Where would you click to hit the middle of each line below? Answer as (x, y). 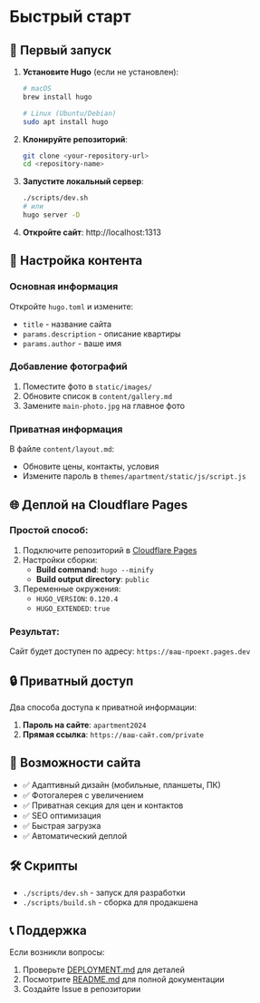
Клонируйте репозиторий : (75, 139)
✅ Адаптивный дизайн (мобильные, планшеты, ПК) (122, 784)
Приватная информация (66, 429)
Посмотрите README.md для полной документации (123, 979)
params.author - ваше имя (72, 343)
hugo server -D (51, 215)
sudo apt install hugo (65, 122)
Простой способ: (49, 531)
